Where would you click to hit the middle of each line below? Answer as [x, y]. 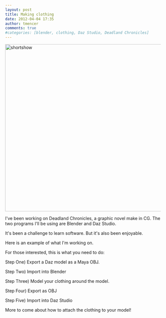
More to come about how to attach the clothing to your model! [68, 310]
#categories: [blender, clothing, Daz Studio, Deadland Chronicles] [77, 33]
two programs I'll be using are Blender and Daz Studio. [61, 224]
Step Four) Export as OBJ [31, 291]
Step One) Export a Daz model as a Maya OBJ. [52, 262]
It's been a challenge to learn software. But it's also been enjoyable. [74, 233]
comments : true [21, 28]
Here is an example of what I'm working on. [49, 243]
